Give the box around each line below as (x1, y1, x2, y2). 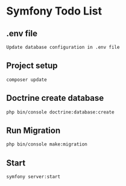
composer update (6, 77, 47, 83)
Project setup (6, 60, 58, 71)
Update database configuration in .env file (6, 44, 120, 50)
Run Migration (6, 126, 61, 136)
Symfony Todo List (6, 4, 102, 18)
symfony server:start (6, 174, 61, 180)
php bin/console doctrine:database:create (6, 109, 115, 115)
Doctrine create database (6, 93, 104, 103)
